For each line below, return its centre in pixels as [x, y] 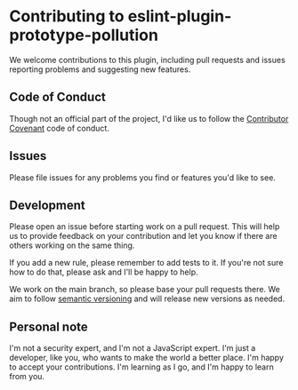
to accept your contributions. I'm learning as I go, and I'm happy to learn [141, 367]
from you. [27, 377]
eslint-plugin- [180, 16]
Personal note [49, 326]
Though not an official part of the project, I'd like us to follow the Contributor [149, 118]
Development [48, 205]
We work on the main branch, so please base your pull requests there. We [145, 290]
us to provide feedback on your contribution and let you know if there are [143, 236]
